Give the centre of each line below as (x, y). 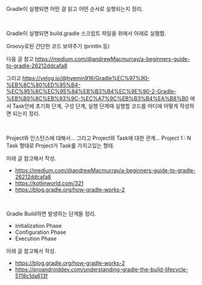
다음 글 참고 (20, 59)
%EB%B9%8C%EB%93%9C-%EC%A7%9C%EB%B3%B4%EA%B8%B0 (97, 99)
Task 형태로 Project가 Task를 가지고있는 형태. (60, 146)
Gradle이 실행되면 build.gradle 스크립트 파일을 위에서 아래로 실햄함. (86, 33)
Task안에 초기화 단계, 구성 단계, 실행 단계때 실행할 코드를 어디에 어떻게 (95, 106)
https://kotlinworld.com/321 (49, 183)
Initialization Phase (38, 226)
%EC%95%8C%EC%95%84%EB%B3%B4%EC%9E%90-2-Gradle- (91, 91)
